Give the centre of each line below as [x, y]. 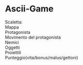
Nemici [12, 42]
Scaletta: [14, 22]
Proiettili [13, 52]
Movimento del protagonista [33, 37]
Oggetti [13, 47]
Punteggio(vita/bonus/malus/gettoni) [42, 57]
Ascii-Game [29, 9]
